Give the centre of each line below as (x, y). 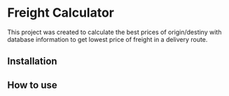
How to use (32, 85)
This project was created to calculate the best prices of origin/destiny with (114, 32)
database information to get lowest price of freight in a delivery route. (107, 39)
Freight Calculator (61, 13)
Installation (32, 62)
